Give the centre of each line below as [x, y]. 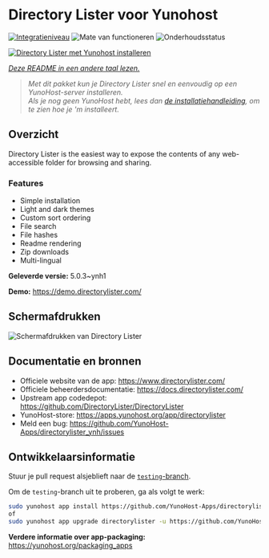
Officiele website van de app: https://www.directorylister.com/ [122, 381]
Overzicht [34, 134]
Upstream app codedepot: [63, 397]
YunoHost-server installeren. [75, 92]
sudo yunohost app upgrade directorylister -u [87, 522]
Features [26, 183]
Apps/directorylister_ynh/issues [72, 432]
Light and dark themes [57, 210]
